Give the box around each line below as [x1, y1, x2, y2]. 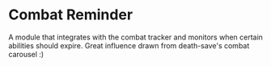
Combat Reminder [8, 6, 133, 24]
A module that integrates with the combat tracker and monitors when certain [8, 32, 263, 42]
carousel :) [8, 49, 44, 59]
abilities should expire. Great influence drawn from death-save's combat [8, 40, 250, 50]
